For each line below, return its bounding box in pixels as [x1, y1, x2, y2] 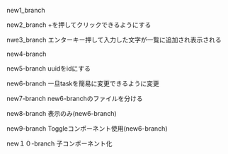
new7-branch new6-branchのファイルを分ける [6, 95, 143, 102]
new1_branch [6, 6, 45, 14]
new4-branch [6, 49, 47, 58]
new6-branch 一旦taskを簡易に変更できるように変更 [6, 79, 160, 88]
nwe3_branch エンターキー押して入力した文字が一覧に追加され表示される [6, 35, 222, 44]
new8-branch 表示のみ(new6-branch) [6, 109, 118, 117]
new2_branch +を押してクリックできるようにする [6, 20, 152, 29]
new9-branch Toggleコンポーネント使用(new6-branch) [6, 124, 168, 133]
